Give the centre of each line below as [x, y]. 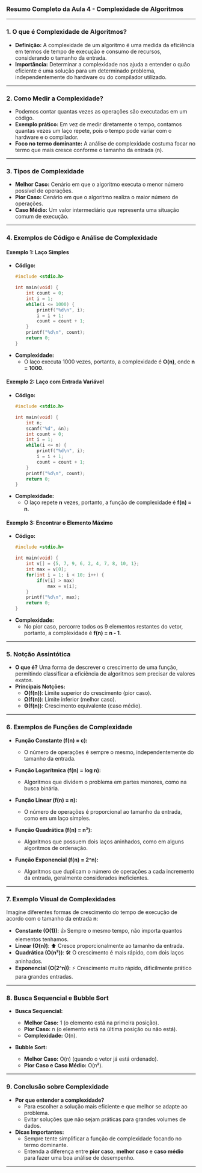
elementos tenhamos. [42, 939]
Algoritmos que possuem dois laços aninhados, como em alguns [104, 842]
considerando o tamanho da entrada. [61, 58]
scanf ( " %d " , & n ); [48, 428]
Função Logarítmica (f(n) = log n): [58, 770]
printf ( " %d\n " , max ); [53, 597]
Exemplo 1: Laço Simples [38, 252]
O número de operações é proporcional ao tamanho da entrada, [103, 811]
